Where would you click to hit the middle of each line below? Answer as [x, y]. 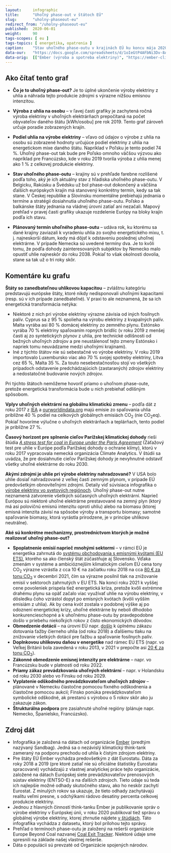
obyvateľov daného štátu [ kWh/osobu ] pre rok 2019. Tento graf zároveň [88, 122]
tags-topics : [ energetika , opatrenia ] [49, 43]
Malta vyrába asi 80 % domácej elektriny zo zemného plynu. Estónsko [86, 325]
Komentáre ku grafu [38, 276]
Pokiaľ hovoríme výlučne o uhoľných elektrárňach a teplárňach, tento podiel [85, 421]
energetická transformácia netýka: [41, 304]
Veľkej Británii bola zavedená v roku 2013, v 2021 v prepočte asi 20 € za [88, 648]
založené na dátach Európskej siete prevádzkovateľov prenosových [83, 775]
